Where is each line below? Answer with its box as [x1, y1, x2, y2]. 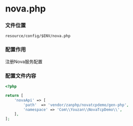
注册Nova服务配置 [5, 58, 43, 64]
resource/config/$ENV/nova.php [5, 34, 71, 39]
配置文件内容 [5, 72, 37, 79]
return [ [5, 93, 24, 98]
